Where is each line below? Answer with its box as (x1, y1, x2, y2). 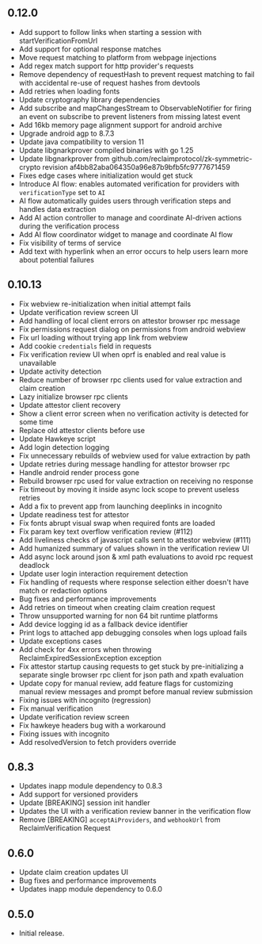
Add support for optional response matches (18, 44, 161, 54)
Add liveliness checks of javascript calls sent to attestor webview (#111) (18, 535, 252, 544)
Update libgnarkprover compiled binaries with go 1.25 (18, 145, 194, 155)
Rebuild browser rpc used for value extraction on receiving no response (18, 476, 254, 485)
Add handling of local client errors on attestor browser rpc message (18, 316, 241, 325)
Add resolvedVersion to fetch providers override (18, 737, 177, 746)
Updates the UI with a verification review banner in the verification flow (18, 807, 251, 816)
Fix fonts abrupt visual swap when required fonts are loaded (18, 518, 215, 528)
